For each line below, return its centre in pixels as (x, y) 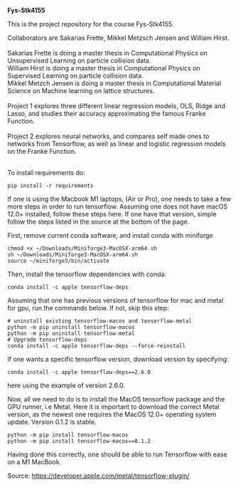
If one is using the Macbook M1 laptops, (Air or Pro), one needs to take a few (119, 199)
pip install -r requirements (50, 186)
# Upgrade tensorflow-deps (47, 340)
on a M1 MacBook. (34, 462)
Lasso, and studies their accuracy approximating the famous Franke (107, 114)
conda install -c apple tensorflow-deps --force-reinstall (97, 346)
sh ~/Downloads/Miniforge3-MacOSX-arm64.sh (73, 255)
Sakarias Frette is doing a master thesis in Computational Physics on (108, 53)
